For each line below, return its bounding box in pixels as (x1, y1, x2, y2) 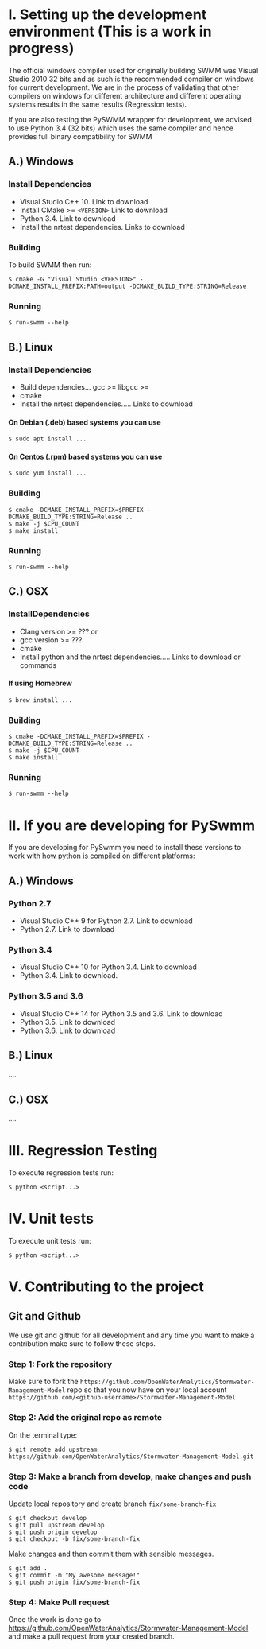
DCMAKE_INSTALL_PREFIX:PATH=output (8, 282, 126, 290)
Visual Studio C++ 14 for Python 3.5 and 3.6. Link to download (19, 1008, 224, 1018)
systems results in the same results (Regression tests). (8, 99, 187, 109)
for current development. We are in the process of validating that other (8, 82, 240, 92)
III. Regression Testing (8, 1142, 158, 1160)
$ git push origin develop (8, 1528, 98, 1536)
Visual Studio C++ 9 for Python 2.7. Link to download (19, 916, 193, 925)
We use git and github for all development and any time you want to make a (8, 1330, 255, 1341)
